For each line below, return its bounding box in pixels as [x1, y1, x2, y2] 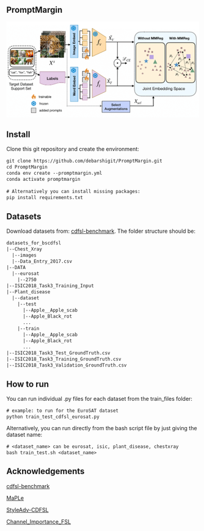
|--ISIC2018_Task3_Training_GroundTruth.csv [6, 356, 122, 362]
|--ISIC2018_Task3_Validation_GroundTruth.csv [6, 362, 127, 368]
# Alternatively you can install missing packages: [6, 189, 140, 195]
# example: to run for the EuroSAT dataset [6, 408, 119, 414]
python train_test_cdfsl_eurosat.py [6, 414, 100, 420]
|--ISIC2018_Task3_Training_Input [6, 283, 95, 289]
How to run [6, 379, 49, 389]
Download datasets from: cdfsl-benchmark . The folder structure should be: [6, 227, 196, 235]
